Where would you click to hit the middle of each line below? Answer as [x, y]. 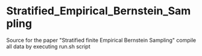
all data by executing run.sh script [48, 46]
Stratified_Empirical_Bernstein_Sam [99, 11]
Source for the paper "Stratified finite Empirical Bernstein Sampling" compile [101, 40]
